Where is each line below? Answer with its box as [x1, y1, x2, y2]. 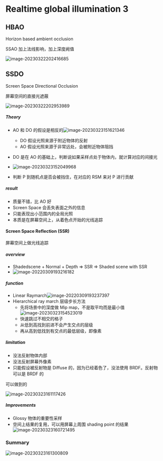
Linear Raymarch [12, 292, 47, 298]
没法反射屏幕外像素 [12, 359, 52, 364]
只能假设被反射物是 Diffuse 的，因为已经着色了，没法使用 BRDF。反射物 [12, 364, 158, 370]
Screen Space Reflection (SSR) [5, 228, 70, 234]
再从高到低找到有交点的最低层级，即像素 [20, 328, 102, 334]
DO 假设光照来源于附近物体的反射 [20, 137, 88, 143]
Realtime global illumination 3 [5, 3, 129, 15]
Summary [5, 439, 30, 446]
